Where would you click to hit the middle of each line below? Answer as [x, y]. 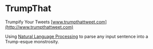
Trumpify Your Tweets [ [29, 22]
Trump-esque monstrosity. [32, 41]
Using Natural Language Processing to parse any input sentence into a [77, 36]
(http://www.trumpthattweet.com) [39, 27]
